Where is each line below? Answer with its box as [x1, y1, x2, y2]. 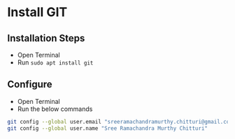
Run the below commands [17, 105, 93, 113]
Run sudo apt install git [17, 58, 94, 67]
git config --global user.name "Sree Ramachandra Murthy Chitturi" [7, 124, 208, 132]
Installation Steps [7, 32, 85, 44]
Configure [7, 79, 52, 91]
